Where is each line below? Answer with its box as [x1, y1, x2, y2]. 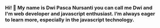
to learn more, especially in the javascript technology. [5, 16, 134, 23]
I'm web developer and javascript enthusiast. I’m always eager [5, 10, 155, 17]
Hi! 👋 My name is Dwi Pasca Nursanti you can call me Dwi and [5, 4, 153, 11]
